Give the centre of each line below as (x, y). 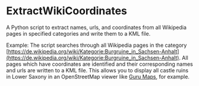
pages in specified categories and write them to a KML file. (78, 33)
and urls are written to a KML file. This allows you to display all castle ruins (97, 70)
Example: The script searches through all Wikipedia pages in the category (97, 45)
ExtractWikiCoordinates (67, 11)
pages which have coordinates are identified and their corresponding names (99, 64)
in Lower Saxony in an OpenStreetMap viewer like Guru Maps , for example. (98, 77)
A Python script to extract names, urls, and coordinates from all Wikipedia (97, 27)
